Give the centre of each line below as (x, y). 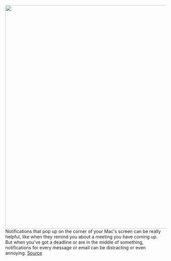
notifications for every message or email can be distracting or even (76, 247)
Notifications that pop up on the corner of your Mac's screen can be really (83, 231)
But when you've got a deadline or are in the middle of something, (75, 242)
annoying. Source (24, 253)
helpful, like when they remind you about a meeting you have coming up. (81, 237)
